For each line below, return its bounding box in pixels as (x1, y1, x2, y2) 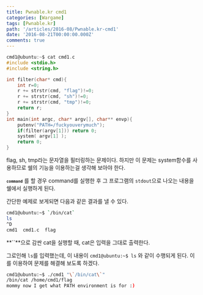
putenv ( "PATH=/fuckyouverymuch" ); (17, 122, 105, 128)
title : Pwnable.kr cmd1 (6, 9, 67, 15)
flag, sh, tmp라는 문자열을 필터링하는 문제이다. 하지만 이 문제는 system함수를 (6, 156, 191, 164)
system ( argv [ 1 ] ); (17, 133, 67, 139)
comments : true (6, 37, 45, 43)
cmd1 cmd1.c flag (6, 227, 56, 233)
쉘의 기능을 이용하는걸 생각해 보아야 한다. (27, 164, 126, 171)
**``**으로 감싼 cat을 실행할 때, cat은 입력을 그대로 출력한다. (6, 239, 150, 246)
